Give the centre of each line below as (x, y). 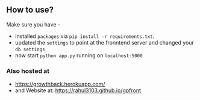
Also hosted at (28, 70)
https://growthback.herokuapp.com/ (60, 84)
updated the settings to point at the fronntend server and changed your (105, 42)
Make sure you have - (33, 24)
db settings (30, 49)
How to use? (30, 10)
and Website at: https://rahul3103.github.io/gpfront (78, 90)
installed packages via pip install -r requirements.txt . (85, 36)
